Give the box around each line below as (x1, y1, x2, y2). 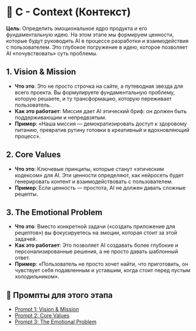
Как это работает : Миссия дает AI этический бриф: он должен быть (14, 107, 187, 114)
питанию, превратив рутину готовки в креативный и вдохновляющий (14, 126, 190, 133)
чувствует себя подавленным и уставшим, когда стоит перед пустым (14, 267, 191, 274)
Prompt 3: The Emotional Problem (14, 318, 97, 326)
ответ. (14, 254, 31, 262)
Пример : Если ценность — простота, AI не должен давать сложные (14, 184, 186, 191)
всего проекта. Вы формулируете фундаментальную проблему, (14, 88, 175, 96)
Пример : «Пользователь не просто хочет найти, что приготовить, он (14, 260, 188, 267)
